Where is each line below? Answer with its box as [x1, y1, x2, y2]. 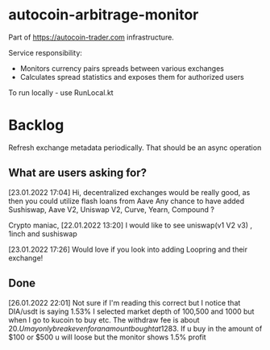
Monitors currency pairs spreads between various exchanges [19, 63, 224, 73]
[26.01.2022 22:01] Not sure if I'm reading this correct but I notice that [8, 298, 241, 307]
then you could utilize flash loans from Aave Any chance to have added [8, 196, 245, 206]
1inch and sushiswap [8, 228, 78, 239]
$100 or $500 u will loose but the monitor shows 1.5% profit [8, 332, 207, 342]
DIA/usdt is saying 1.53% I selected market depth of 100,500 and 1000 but [8, 306, 255, 316]
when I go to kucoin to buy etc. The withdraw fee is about [8, 315, 200, 324]
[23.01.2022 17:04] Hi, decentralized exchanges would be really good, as [8, 187, 251, 197]
